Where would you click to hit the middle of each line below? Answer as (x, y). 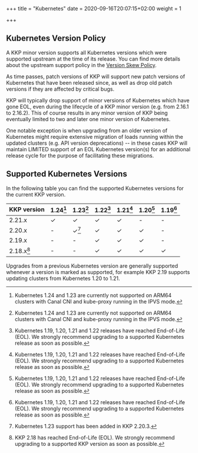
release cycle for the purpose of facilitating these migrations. (80, 155)
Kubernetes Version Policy (56, 39)
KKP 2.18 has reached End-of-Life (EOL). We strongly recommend (95, 437)
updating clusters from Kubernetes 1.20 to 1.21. (63, 278)
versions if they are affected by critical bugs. (60, 89)
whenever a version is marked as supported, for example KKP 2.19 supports (98, 272)
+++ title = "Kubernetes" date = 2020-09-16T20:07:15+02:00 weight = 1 (94, 9)
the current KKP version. (36, 194)
